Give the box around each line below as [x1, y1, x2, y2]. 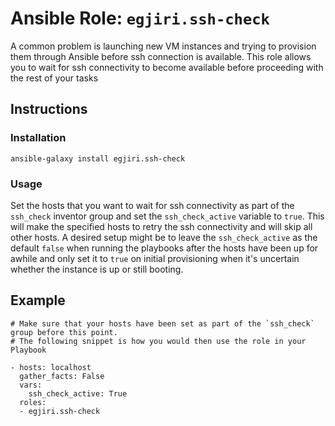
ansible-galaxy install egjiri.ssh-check [10, 153, 186, 164]
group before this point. [10, 327, 118, 337]
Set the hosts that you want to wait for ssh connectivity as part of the [10, 199, 295, 211]
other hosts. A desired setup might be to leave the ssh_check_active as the [10, 231, 318, 243]
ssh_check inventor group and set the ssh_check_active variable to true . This [10, 210, 325, 222]
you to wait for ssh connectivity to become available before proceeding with [10, 61, 324, 73]
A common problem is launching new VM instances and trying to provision [10, 40, 317, 52]
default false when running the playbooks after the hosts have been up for [10, 242, 319, 254]
